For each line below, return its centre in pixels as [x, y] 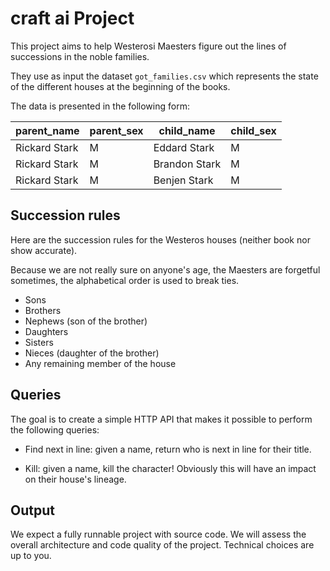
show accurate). [44, 250]
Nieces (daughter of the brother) [92, 353]
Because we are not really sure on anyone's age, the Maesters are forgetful [165, 269]
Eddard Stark [184, 147]
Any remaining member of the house [100, 363]
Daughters [46, 331]
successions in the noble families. [80, 56]
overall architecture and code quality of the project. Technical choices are [162, 545]
